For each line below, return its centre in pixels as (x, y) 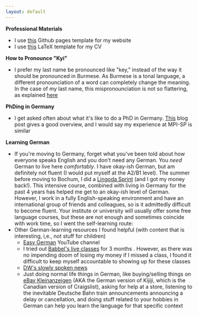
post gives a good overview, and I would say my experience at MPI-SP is (103, 124)
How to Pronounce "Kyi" (37, 58)
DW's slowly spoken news (55, 267)
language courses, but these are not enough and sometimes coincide (99, 217)
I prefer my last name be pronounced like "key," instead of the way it (98, 70)
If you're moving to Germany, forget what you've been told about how (100, 154)
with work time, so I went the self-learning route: (74, 223)
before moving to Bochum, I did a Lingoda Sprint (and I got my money (99, 179)
